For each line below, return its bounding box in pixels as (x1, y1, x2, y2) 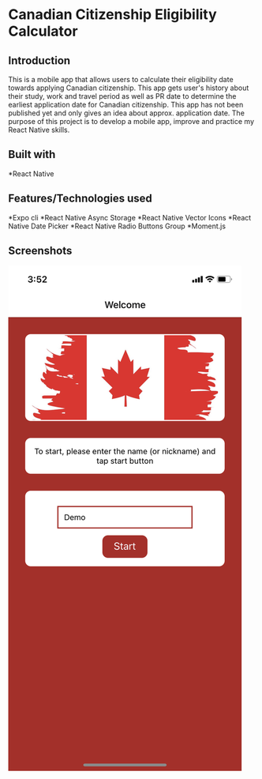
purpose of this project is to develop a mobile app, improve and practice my (8, 117, 255, 126)
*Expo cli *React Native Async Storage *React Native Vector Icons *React (8, 213, 252, 222)
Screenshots (8, 244, 73, 258)
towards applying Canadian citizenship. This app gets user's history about (8, 83, 249, 92)
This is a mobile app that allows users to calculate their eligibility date (8, 75, 234, 84)
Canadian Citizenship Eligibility (8, 6, 217, 24)
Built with (8, 148, 56, 161)
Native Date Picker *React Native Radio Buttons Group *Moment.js (8, 221, 226, 231)
